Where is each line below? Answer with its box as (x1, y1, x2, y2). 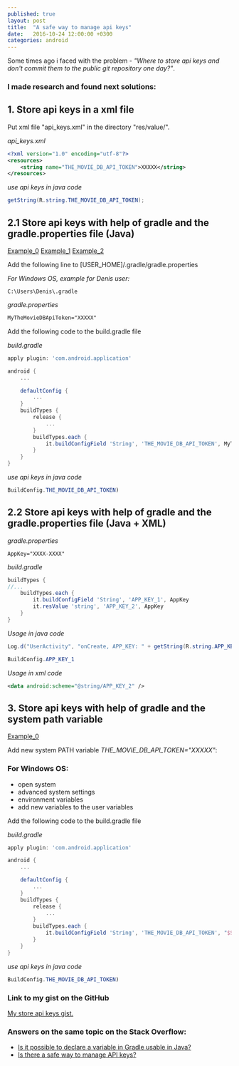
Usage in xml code (7, 668, 63, 677)
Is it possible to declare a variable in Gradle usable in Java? (17, 1043, 191, 1052)
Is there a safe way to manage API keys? (17, 1050, 137, 1059)
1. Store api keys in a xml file (7, 104, 134, 116)
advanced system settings (17, 787, 95, 796)
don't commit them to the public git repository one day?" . (7, 64, 176, 73)
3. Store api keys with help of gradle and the (7, 702, 206, 714)
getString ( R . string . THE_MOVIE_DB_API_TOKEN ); (7, 197, 144, 204)
